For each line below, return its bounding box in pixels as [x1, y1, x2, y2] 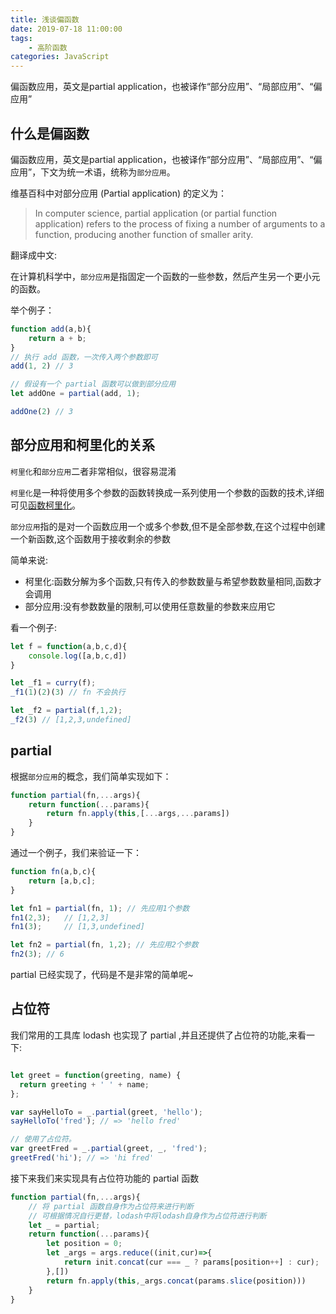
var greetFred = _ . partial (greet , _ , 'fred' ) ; [10, 1144, 208, 1154]
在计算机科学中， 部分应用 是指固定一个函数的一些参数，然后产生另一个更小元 [10, 270, 321, 282]
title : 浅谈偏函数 [10, 14, 80, 25]
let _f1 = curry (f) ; [10, 678, 97, 688]
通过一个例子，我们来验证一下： [10, 847, 142, 859]
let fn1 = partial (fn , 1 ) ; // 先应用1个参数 [10, 903, 190, 913]
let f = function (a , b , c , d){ [10, 641, 128, 651]
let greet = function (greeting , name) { [10, 1070, 182, 1080]
